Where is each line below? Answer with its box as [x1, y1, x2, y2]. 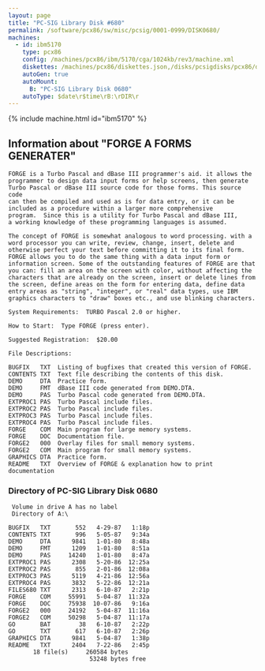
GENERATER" [8, 149, 77, 163]
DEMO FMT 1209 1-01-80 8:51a [8, 545, 150, 553]
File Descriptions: [8, 350, 73, 358]
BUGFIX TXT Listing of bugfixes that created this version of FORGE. [8, 364, 252, 372]
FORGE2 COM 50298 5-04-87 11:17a [8, 613, 150, 622]
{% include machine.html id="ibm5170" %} [8, 114, 147, 123]
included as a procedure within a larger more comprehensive [8, 204, 214, 213]
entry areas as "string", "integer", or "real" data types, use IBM [8, 287, 238, 296]
